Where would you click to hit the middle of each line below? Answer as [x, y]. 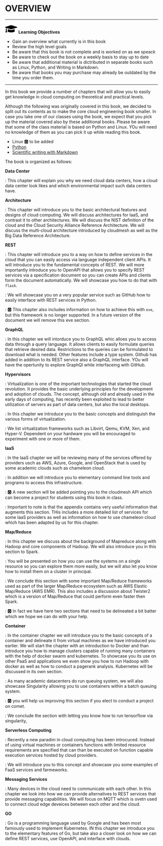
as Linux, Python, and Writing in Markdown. [56, 67]
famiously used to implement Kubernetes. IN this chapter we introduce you [80, 828]
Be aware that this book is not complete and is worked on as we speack [84, 52]
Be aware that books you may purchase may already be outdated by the [84, 72]
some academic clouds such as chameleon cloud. [55, 468]
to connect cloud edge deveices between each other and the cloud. [73, 804]
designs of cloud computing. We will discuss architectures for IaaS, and [77, 215]
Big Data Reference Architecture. [38, 235]
